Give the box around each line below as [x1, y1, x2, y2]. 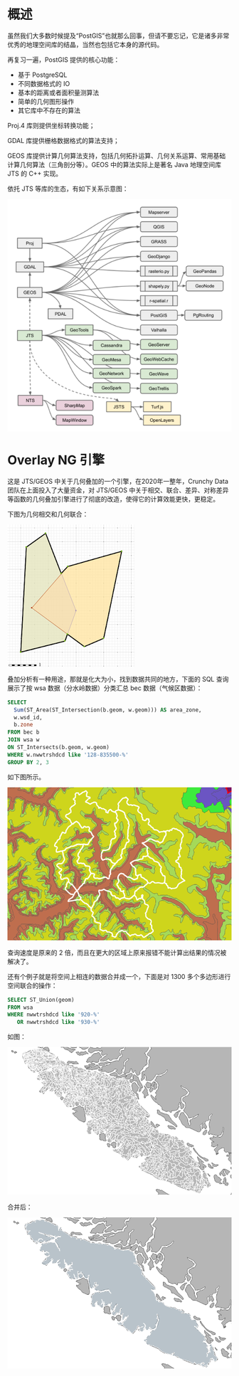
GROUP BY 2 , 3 [7, 758, 50, 766]
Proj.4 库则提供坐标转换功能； [7, 121, 95, 129]
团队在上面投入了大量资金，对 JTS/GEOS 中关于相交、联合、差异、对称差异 [7, 485, 229, 494]
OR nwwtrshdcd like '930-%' [16, 1019, 100, 1026]
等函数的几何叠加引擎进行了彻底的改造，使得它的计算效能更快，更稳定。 [7, 494, 219, 503]
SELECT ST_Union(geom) [7, 996, 75, 1003]
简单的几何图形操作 [17, 97, 75, 105]
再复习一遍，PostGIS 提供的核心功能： [7, 55, 120, 64]
